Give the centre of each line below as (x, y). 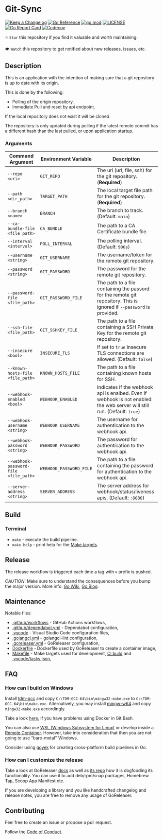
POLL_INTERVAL (56, 244)
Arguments (19, 143)
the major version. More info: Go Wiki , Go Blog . (52, 586)
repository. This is (117, 301)
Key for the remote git (122, 333)
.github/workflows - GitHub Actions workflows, (59, 623)
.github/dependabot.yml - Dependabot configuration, (65, 628)
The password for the (122, 269)
